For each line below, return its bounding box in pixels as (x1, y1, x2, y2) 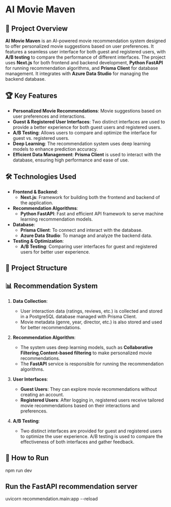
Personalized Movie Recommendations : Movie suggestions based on (12, 107, 161, 114)
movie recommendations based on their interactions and (20, 402, 140, 408)
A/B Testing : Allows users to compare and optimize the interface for (12, 130, 157, 136)
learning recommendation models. (20, 216, 93, 222)
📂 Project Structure (5, 264, 68, 273)
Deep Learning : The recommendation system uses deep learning (12, 140, 151, 147)
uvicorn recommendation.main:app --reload (5, 496, 98, 502)
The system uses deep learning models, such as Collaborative (20, 344, 153, 350)
